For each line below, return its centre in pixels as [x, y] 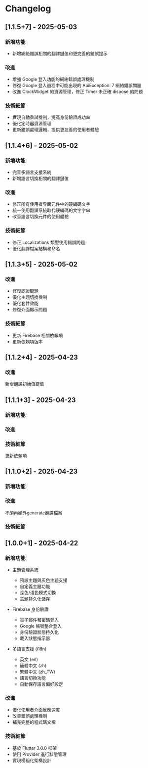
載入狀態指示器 [35, 638]
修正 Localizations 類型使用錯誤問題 [49, 242]
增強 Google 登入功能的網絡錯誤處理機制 [53, 79]
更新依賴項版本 [27, 341]
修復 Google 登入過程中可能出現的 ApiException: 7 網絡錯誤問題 [77, 86]
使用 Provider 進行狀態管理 [39, 754]
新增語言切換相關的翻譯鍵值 [40, 179]
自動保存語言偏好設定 [41, 684]
